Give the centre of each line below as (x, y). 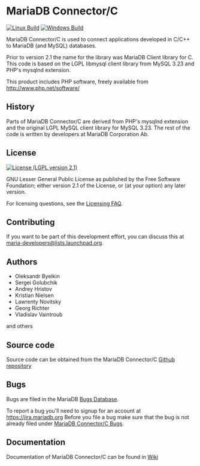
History (20, 107)
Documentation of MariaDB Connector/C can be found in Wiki (82, 456)
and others (19, 326)
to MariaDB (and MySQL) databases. (51, 46)
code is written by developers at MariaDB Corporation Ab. (78, 134)
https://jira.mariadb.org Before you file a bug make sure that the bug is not (98, 417)
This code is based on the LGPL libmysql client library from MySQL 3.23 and (100, 64)
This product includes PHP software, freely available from (77, 82)
